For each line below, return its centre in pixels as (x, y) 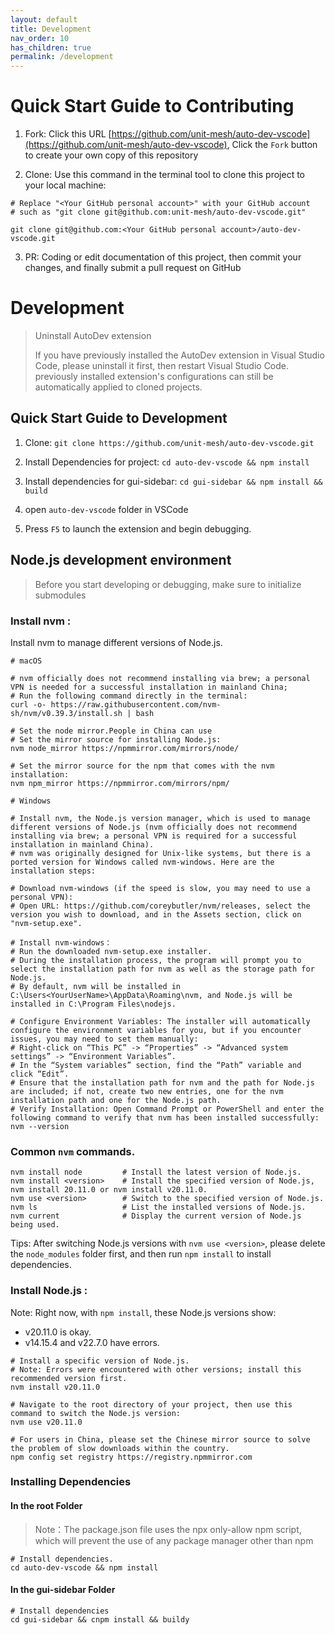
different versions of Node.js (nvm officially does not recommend (154, 827)
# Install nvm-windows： (61, 942)
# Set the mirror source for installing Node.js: (116, 739)
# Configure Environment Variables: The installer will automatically (160, 1021)
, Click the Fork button (272, 145)
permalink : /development (62, 57)
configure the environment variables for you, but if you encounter (156, 1030)
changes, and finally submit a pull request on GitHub (133, 268)
